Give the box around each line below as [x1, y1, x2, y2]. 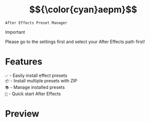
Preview [5, 108, 40, 120]
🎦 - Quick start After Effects [5, 91, 61, 97]
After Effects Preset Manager [5, 20, 68, 25]
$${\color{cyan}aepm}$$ [29, 4, 138, 15]
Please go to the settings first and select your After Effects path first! [5, 39, 145, 45]
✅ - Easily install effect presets [5, 72, 68, 78]
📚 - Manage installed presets [5, 84, 65, 90]
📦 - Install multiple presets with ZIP [5, 77, 78, 83]
